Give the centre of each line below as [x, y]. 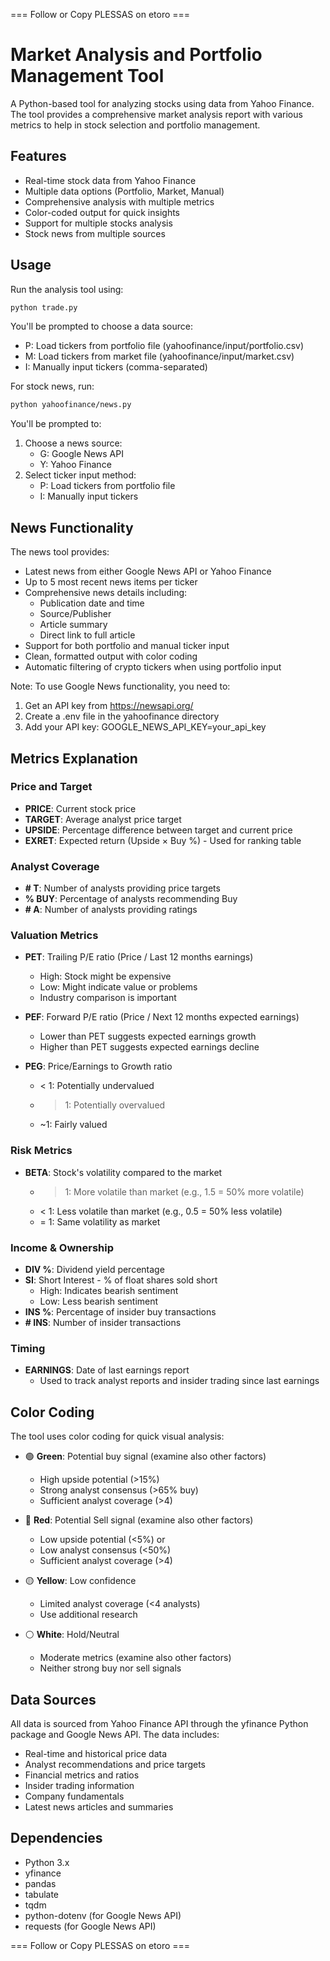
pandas [40, 1883]
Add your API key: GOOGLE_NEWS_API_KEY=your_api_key [145, 727]
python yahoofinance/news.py [71, 405]
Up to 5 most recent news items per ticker [111, 582]
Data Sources [53, 1699]
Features [38, 156]
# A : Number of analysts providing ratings [111, 910]
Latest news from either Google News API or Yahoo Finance [148, 571]
